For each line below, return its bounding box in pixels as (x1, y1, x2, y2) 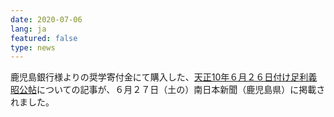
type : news (10, 42, 56, 53)
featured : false (10, 33, 78, 43)
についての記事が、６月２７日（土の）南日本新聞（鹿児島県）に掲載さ (36, 84, 326, 96)
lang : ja (10, 24, 47, 34)
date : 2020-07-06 (10, 14, 83, 25)
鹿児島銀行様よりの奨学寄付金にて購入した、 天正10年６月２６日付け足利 (10, 71, 309, 83)
